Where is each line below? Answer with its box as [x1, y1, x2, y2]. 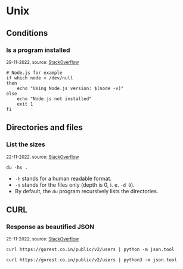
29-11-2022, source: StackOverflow [6, 59, 79, 65]
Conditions [6, 28, 48, 38]
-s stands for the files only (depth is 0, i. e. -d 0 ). [14, 181, 135, 188]
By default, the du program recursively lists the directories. [14, 187, 159, 194]
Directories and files [6, 122, 83, 132]
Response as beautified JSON [6, 222, 94, 231]
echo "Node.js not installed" [17, 95, 92, 102]
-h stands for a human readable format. [14, 175, 112, 182]
